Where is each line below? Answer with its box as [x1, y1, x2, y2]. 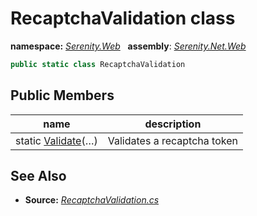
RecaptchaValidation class [10, 7, 236, 30]
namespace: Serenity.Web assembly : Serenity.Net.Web [10, 40, 247, 52]
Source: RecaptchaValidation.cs [24, 194, 160, 206]
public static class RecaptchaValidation [10, 59, 186, 69]
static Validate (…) [15, 133, 98, 147]
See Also [10, 168, 67, 185]
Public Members [10, 87, 115, 104]
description [144, 117, 202, 131]
